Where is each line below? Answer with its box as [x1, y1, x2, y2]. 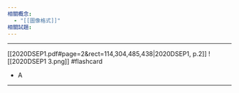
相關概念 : [7, 10, 32, 18]
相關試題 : [7, 23, 32, 31]
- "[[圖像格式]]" [14, 17, 61, 24]
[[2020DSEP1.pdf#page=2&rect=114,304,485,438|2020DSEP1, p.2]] [7, 50, 208, 58]
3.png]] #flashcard [48, 58, 103, 66]
